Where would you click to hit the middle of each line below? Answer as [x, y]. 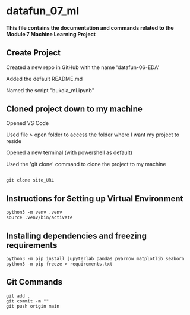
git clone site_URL [30, 180]
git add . [18, 296]
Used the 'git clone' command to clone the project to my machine [86, 164]
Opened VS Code [28, 123]
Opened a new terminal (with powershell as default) [69, 152]
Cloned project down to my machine [74, 109]
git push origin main [33, 306]
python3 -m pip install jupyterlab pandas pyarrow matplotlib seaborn [95, 259]
